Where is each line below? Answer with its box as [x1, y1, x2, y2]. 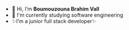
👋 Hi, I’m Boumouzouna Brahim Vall [11, 6, 100, 12]
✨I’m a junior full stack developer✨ [11, 18, 97, 24]
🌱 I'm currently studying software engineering [11, 12, 124, 18]
